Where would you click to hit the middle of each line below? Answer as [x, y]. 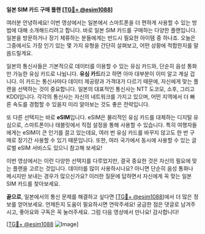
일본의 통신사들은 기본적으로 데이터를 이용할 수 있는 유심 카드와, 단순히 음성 [96, 66]
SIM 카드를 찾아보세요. [33, 184]
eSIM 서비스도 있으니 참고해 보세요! [60, 148]
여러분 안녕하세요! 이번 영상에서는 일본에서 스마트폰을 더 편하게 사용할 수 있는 [99, 23]
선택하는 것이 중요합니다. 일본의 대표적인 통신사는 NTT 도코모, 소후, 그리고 [106, 89]
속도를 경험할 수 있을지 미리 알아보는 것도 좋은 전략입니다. [81, 104]
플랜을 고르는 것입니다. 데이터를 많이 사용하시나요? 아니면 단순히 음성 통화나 [103, 168]
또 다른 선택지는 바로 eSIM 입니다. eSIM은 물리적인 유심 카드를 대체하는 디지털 [99, 117]
